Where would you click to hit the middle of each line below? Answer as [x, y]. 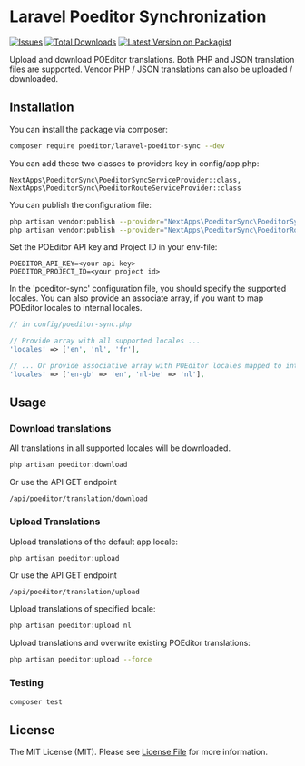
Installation [42, 108]
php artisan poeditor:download [69, 465]
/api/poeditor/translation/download [79, 499]
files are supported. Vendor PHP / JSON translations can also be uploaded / [151, 69]
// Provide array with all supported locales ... [105, 341]
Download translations [60, 429]
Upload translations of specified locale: [83, 609]
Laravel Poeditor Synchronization [138, 17]
